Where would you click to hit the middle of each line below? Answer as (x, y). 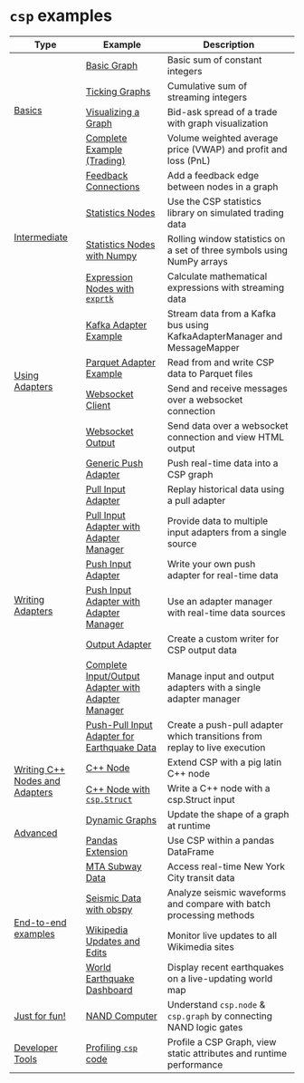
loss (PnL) (189, 160)
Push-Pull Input (119, 724)
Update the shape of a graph (228, 814)
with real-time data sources (227, 613)
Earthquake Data (121, 747)
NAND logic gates (205, 1027)
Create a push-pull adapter (225, 724)
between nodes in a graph (223, 187)
